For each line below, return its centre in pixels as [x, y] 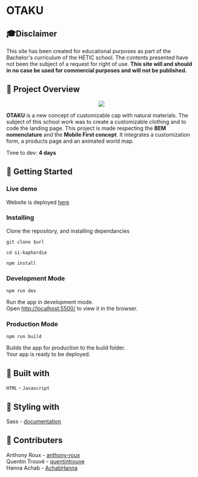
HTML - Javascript [28, 388]
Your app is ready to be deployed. [48, 354]
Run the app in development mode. [50, 302]
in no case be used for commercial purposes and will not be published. [97, 70]
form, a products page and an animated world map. [70, 141]
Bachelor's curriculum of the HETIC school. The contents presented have [97, 57]
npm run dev [21, 291]
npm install [21, 263]
